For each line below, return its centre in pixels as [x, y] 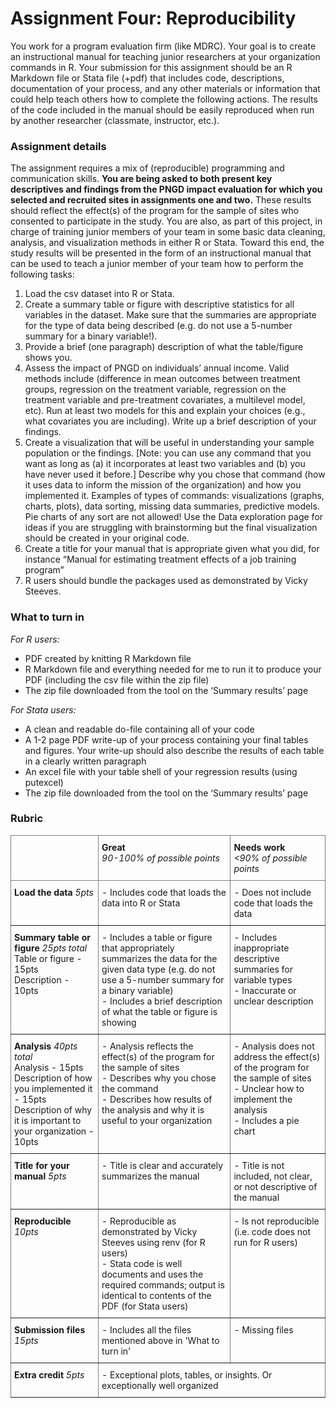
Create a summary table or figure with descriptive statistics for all [159, 304]
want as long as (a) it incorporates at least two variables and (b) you [165, 464]
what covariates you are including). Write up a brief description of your [170, 421]
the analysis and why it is [153, 1109]
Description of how [53, 1078]
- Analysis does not [274, 1046]
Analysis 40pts [46, 1046]
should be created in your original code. [107, 538]
